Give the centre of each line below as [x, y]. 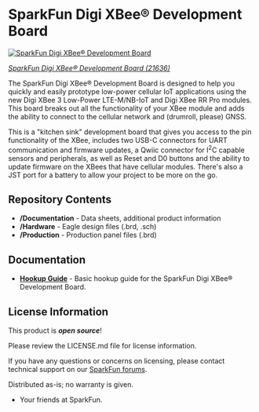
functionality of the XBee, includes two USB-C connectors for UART [118, 140]
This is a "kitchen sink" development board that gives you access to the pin [130, 132]
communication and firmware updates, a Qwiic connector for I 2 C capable [127, 149]
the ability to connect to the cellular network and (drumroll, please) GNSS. [128, 116]
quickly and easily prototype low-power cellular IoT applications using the [128, 91]
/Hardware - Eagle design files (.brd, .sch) [88, 227]
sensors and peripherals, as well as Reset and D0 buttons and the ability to [129, 158]
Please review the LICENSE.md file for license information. [102, 346]
